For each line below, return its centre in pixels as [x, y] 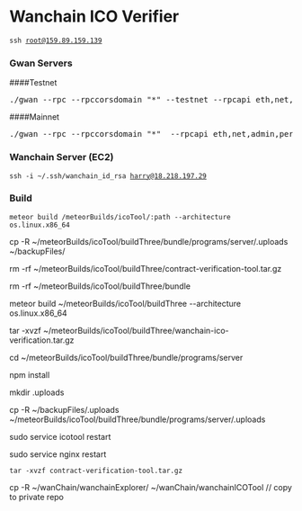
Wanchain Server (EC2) [62, 157]
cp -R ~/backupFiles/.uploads [64, 409]
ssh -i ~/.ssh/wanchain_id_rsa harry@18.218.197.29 [108, 176]
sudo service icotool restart [60, 436]
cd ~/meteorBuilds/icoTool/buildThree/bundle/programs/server [126, 357]
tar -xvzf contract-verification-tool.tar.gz [96, 471]
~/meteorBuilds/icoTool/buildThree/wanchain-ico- [136, 330]
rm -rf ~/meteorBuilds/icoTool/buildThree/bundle [100, 286]
